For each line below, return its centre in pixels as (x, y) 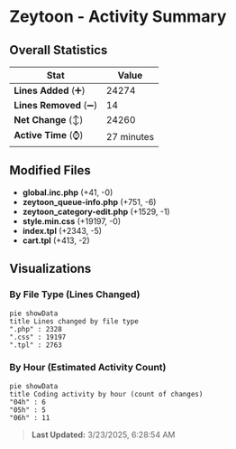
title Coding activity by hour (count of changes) (106, 394)
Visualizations (50, 269)
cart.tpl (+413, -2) (56, 240)
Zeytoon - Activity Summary (118, 17)
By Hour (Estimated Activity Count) (88, 368)
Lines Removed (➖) (55, 105)
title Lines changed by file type (74, 321)
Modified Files (50, 170)
